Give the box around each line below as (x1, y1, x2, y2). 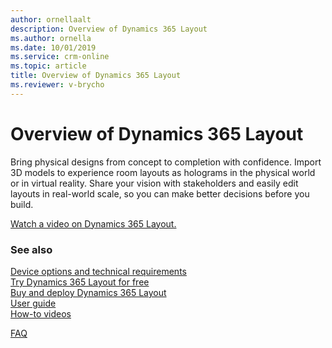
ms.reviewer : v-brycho (10, 80, 105, 90)
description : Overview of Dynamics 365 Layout (10, 24, 208, 34)
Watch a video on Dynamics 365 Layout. (10, 217, 177, 230)
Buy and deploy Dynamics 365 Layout (10, 286, 167, 298)
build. (10, 198, 34, 210)
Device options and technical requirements (10, 265, 187, 277)
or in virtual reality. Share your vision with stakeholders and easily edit (10, 177, 299, 189)
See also (10, 242, 53, 256)
